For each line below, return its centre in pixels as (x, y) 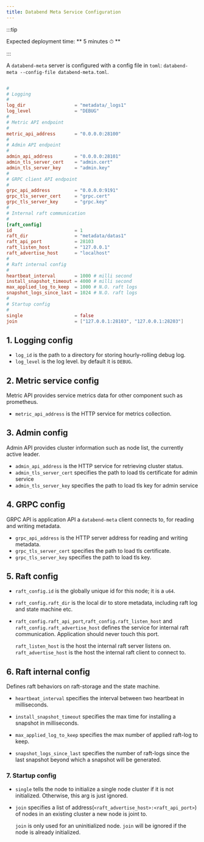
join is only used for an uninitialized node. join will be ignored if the (101, 826)
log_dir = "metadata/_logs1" (66, 105)
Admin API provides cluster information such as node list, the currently (95, 447)
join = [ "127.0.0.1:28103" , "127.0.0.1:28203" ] (95, 321)
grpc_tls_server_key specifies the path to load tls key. (83, 557)
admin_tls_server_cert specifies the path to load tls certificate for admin (106, 472)
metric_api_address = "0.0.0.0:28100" (64, 134)
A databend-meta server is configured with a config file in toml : (84, 65)
